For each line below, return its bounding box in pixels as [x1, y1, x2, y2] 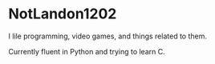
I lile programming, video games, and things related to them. [8, 31, 207, 41]
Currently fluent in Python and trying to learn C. [8, 46, 166, 56]
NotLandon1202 [8, 5, 117, 23]
